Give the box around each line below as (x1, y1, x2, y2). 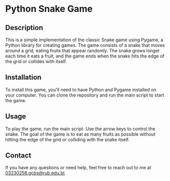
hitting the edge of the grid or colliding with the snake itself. (5, 136, 130, 142)
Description (5, 23, 43, 32)
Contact (5, 151, 31, 160)
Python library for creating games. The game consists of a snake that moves (5, 42, 165, 48)
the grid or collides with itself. (5, 58, 67, 64)
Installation (5, 73, 42, 82)
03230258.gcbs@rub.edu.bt (5, 170, 65, 176)
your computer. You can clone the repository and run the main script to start (5, 92, 164, 98)
